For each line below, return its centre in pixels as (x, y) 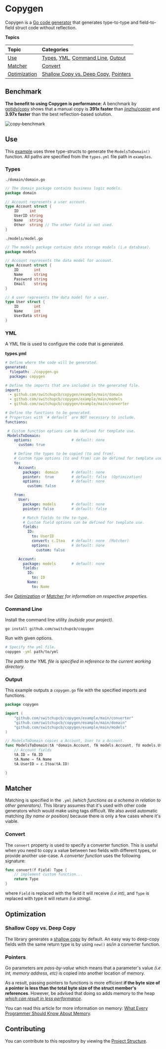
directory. (15, 666)
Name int (27, 311)
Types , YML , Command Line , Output (84, 58)
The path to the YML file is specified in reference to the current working (78, 661)
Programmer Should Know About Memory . (48, 1014)
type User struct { (25, 302)
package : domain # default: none (64, 472)
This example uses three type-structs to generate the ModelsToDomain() (78, 151)
